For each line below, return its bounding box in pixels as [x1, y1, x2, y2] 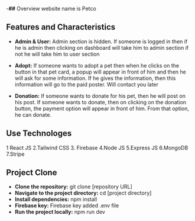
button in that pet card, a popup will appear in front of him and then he [14, 68, 186, 75]
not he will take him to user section [14, 50, 100, 57]
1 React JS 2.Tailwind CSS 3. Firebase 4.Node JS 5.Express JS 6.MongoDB [6, 144, 188, 151]
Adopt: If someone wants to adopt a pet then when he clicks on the [14, 62, 179, 69]
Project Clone [6, 168, 57, 178]
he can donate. [14, 111, 52, 118]
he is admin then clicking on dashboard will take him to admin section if [14, 44, 189, 51]
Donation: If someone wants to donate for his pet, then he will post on [14, 92, 186, 100]
